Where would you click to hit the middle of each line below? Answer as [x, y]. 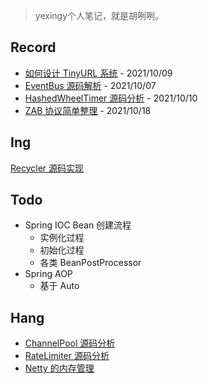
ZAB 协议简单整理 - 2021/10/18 [88, 110]
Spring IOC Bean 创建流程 [78, 225]
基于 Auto [59, 286]
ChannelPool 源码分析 [70, 343]
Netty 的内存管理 [59, 368]
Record [33, 47]
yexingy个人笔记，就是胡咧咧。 [99, 15]
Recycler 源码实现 [47, 168]
